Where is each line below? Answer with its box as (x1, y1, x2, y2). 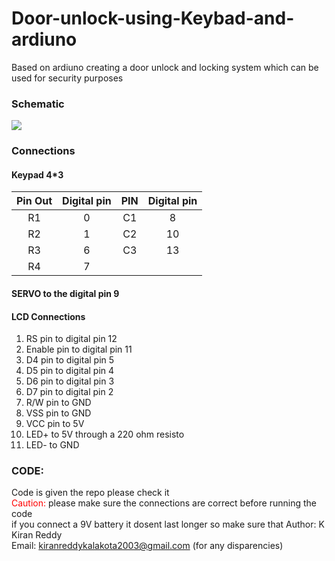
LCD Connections (11, 310, 86, 322)
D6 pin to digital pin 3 (25, 375, 115, 387)
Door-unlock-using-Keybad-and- (11, 7, 295, 30)
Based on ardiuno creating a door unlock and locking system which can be (11, 61, 319, 73)
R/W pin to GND (25, 397, 92, 409)
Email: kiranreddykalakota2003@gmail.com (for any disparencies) (11, 540, 284, 552)
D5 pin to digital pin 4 (25, 365, 115, 377)
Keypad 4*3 (11, 168, 64, 181)
